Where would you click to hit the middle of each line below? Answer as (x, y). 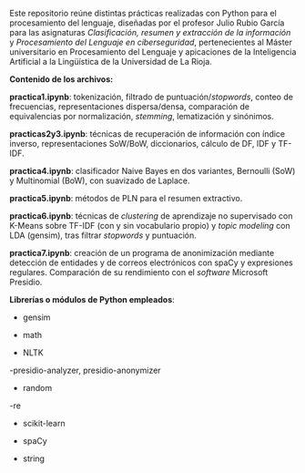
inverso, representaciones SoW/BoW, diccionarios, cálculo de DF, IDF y (143, 144)
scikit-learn (44, 423)
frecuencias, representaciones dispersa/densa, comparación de (130, 107)
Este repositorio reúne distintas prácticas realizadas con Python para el (143, 13)
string (34, 458)
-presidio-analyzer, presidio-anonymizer (85, 370)
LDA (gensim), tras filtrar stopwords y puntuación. (103, 235)
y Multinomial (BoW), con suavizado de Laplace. (100, 180)
